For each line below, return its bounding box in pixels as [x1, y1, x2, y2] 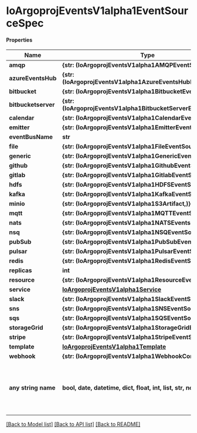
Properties [6, 36, 33, 43]
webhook [9, 352, 36, 360]
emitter [9, 123, 30, 131]
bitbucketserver [9, 101, 55, 109]
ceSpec [6, 16, 44, 30]
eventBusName [9, 133, 53, 141]
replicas [9, 266, 32, 275]
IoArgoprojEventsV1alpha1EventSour [6, 4, 189, 18]
